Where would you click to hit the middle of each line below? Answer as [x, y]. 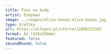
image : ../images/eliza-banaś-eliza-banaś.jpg [56, 20]
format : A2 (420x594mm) [31, 34]
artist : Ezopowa [23, 15]
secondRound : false [26, 44]
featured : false [23, 39]
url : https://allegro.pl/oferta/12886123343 [53, 29]
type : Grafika [20, 24]
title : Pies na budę [27, 10]
